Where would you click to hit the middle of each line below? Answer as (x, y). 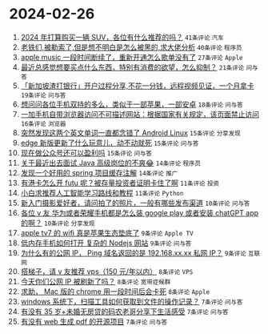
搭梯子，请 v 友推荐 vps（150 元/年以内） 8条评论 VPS (107, 271)
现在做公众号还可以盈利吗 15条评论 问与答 (86, 152)
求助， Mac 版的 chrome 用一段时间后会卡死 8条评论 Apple (115, 291)
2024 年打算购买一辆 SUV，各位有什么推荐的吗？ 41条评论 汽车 (122, 37)
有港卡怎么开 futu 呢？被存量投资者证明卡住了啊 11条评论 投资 (120, 183)
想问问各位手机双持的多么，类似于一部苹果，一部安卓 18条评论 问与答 (132, 104)
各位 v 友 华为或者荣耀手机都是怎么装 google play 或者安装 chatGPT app (140, 212)
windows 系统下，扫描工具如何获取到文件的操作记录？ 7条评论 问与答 (132, 301)
